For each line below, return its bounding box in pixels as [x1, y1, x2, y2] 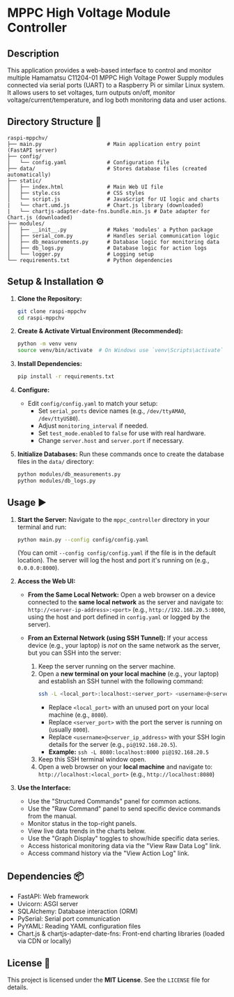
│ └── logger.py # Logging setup [7, 250, 155, 258]
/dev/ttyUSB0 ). [38, 414, 80, 422]
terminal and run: [17, 523, 67, 531]
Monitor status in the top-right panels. [27, 820, 137, 828]
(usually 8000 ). [48, 725, 90, 734]
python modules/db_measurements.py [17, 471, 121, 478]
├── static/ [7, 177, 42, 184]
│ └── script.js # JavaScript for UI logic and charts [7, 196, 219, 203]
